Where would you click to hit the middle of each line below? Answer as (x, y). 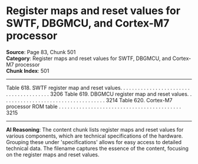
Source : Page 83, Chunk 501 (41, 52)
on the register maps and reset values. (53, 155)
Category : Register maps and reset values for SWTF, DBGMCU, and (89, 58)
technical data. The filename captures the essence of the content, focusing (97, 148)
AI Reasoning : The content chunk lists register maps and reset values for (95, 129)
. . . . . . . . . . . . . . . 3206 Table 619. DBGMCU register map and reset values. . (99, 94)
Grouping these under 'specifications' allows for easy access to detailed (94, 142)
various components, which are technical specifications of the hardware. (95, 136)
